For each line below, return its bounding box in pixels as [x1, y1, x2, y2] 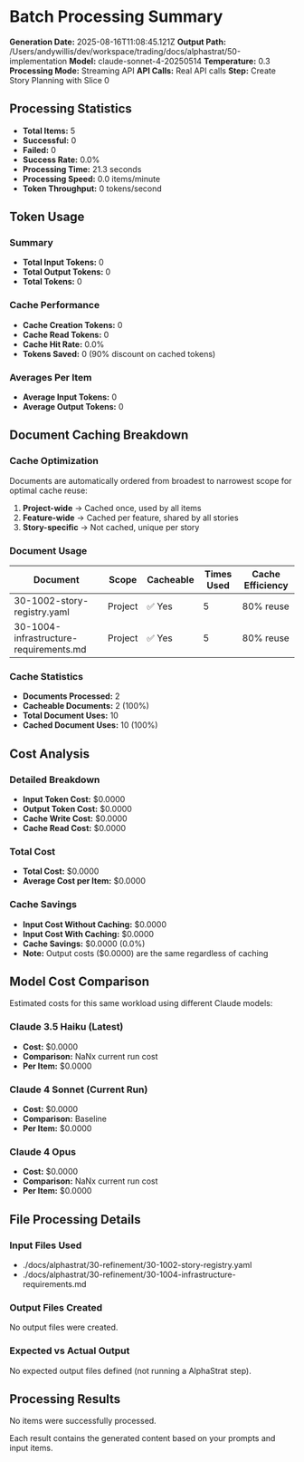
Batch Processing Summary [9, 6, 223, 27]
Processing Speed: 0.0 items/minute [22, 173, 161, 184]
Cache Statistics [9, 670, 84, 683]
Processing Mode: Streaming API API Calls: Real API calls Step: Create [9, 65, 276, 76]
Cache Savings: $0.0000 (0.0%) [22, 938, 146, 949]
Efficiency [243, 579, 289, 592]
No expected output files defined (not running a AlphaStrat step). [9, 1365, 252, 1376]
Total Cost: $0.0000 [22, 866, 100, 876]
